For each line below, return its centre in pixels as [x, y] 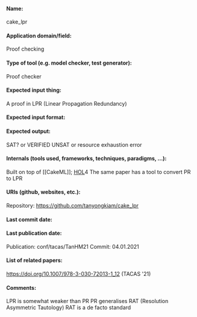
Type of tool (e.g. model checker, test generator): [69, 63]
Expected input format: [36, 117]
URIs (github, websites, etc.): [43, 192]
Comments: [21, 287]
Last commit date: [29, 219]
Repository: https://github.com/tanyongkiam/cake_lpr [73, 206]
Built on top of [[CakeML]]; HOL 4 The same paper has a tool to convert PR [98, 171]
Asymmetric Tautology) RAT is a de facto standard [69, 307]
